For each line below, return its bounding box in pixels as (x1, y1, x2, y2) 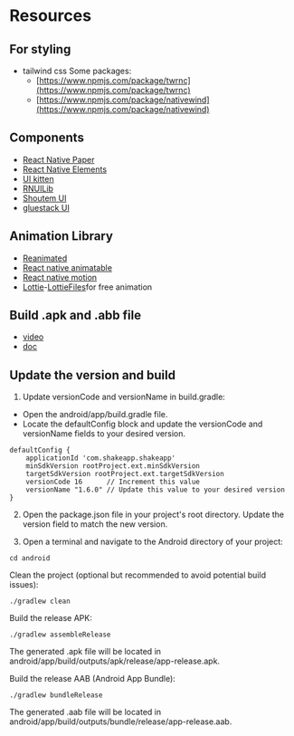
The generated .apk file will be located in (9, 646, 161, 657)
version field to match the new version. (22, 519, 168, 530)
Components (9, 130, 84, 146)
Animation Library (9, 228, 113, 244)
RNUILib (22, 183, 54, 194)
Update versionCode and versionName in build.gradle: (22, 391, 226, 403)
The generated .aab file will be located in (9, 707, 161, 718)
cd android (9, 554, 51, 563)
